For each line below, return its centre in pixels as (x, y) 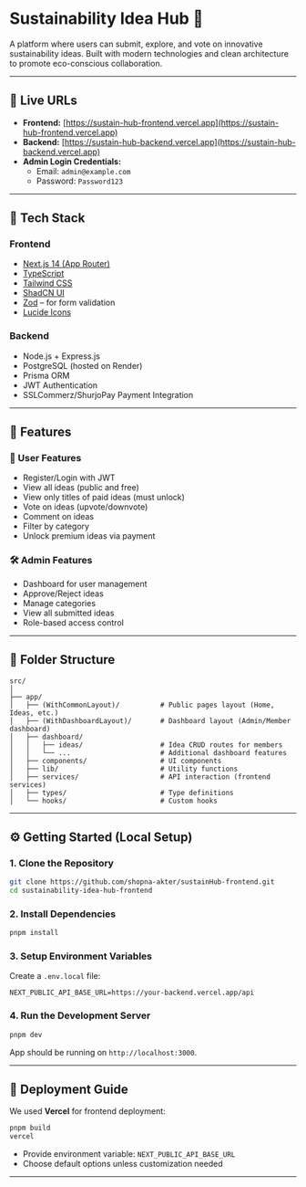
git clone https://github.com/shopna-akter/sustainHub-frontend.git (142, 882)
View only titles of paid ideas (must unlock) (103, 498)
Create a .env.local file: (55, 976)
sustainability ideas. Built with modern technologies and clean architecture (149, 53)
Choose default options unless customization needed (122, 1164)
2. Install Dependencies (63, 914)
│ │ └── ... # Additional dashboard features (148, 752)
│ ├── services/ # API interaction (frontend (140, 777)
